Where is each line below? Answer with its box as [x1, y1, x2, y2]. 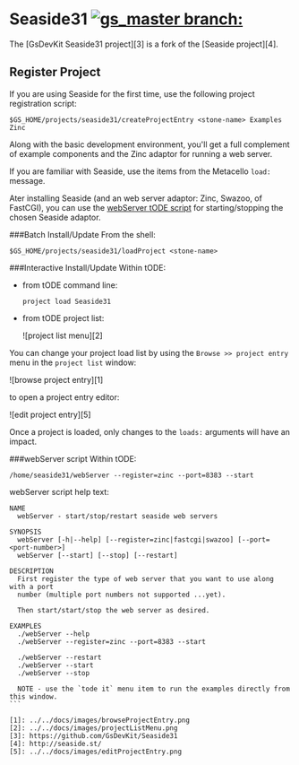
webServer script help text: [9, 486, 109, 497]
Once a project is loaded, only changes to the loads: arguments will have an [9, 426, 291, 437]
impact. [9, 436, 38, 447]
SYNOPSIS [9, 527, 42, 536]
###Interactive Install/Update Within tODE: [9, 262, 167, 273]
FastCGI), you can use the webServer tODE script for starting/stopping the [9, 202, 284, 213]
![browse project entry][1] [9, 374, 104, 385]
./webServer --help [17, 629, 90, 639]
